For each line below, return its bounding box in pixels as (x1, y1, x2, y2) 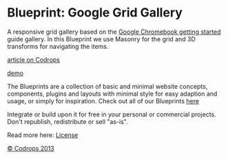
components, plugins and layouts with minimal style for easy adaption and (7, 89, 218, 98)
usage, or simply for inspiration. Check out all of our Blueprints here (7, 96, 200, 105)
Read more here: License (7, 131, 79, 139)
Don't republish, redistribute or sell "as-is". (7, 117, 129, 125)
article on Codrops (7, 55, 61, 63)
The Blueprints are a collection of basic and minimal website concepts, (7, 82, 208, 90)
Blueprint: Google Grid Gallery (7, 5, 183, 21)
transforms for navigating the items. (7, 42, 109, 50)
